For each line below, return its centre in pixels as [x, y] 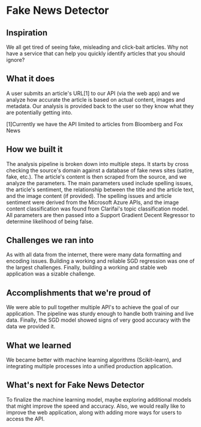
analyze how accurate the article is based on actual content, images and [96, 99]
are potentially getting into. [39, 112]
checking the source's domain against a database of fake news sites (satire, [100, 170]
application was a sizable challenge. [51, 274]
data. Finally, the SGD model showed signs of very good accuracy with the [98, 320]
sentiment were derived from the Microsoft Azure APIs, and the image [92, 202]
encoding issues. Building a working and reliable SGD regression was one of [100, 261]
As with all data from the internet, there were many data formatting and [94, 255]
